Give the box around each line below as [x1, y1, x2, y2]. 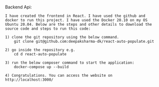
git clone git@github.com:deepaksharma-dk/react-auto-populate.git [14, 39, 154, 44]
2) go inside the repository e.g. [5, 48, 76, 52]
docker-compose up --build [14, 65, 69, 70]
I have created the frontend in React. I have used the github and [5, 14, 146, 18]
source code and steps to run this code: [5, 26, 91, 31]
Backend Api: [5, 4, 32, 10]
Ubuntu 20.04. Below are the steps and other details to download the [5, 22, 152, 27]
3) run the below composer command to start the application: [5, 60, 135, 65]
